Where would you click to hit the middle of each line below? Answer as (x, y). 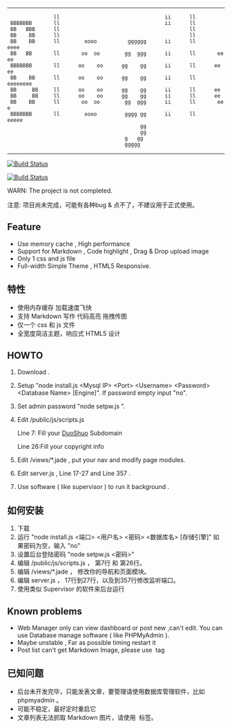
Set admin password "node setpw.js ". (71, 407)
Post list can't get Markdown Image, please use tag (91, 650)
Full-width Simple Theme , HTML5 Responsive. (84, 266)
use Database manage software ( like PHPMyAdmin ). (93, 635)
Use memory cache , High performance (74, 244)
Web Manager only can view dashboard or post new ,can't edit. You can (120, 628)
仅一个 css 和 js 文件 (46, 325)
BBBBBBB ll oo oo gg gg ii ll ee (115, 66)
